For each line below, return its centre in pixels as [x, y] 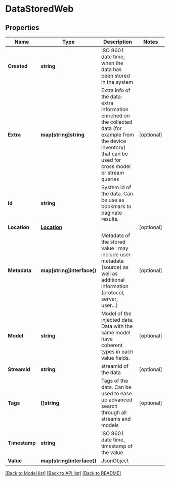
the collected [117, 122]
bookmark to [116, 206]
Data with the [117, 326]
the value [112, 452]
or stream [113, 173]
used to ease [117, 393]
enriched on [115, 116]
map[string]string [63, 135]
